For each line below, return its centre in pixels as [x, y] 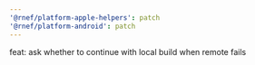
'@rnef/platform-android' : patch [73, 26]
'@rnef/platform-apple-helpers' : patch [85, 18]
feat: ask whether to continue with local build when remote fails [128, 51]
